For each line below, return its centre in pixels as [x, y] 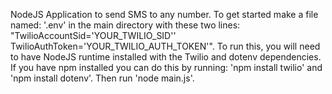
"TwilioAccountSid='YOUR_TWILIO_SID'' [93, 35]
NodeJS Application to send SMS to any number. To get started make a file [164, 14]
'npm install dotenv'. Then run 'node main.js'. [102, 78]
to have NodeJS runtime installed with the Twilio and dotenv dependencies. [166, 57]
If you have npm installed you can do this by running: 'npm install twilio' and [166, 67]
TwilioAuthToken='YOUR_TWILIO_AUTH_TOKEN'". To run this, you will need [165, 46]
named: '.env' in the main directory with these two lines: [125, 25]
